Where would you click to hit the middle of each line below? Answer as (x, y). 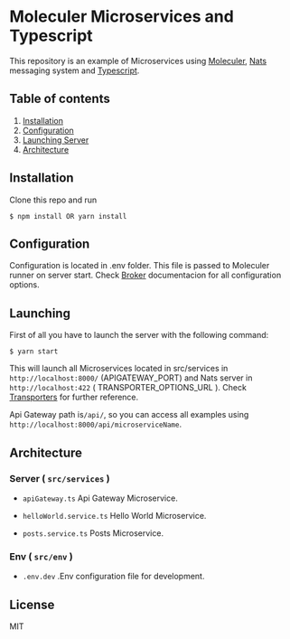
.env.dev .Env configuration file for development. (113, 577)
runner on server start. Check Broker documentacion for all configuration (145, 275)
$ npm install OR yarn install (68, 216)
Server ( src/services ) (60, 478)
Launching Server (56, 140)
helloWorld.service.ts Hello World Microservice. (114, 515)
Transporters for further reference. (74, 397)
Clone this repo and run (53, 200)
